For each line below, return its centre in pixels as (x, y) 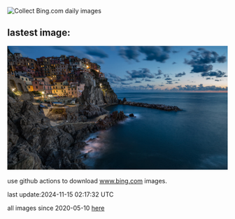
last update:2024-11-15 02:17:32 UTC (60, 195)
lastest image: (39, 33)
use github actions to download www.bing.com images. (87, 181)
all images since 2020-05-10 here (56, 208)
